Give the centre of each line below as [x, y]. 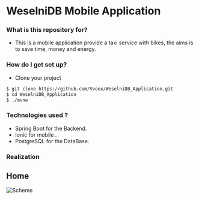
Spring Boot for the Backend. [51, 128]
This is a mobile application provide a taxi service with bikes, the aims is [104, 43]
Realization [23, 156]
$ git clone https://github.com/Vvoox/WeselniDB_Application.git [90, 89]
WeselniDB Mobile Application [84, 11]
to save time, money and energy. [55, 49]
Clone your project [38, 78]
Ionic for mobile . [36, 135]
